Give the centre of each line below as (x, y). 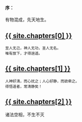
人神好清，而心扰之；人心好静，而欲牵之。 (42, 81)
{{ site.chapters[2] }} (39, 102)
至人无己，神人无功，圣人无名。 (33, 48)
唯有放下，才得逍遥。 (24, 53)
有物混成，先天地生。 (27, 20)
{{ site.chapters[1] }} (38, 69)
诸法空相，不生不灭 (25, 114)
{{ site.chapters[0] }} (39, 36)
